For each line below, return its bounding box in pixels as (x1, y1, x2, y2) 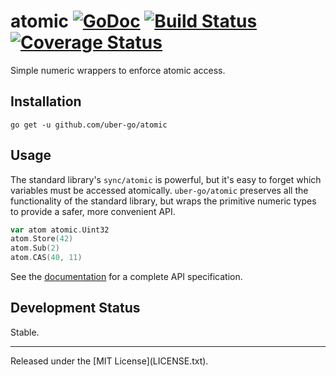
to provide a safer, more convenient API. (10, 205, 176, 217)
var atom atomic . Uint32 (10, 225, 110, 235)
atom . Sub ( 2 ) (10, 243, 60, 254)
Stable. (10, 326, 40, 338)
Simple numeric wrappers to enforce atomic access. (10, 64, 226, 76)
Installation (10, 93, 82, 110)
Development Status (10, 300, 141, 317)
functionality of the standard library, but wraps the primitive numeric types (10, 195, 317, 207)
